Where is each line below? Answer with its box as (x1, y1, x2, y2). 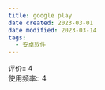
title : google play (8, 11, 73, 20)
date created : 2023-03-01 (8, 19, 93, 27)
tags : (8, 33, 26, 42)
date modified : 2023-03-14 (8, 26, 97, 34)
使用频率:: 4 (8, 73, 47, 83)
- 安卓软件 (15, 41, 47, 49)
